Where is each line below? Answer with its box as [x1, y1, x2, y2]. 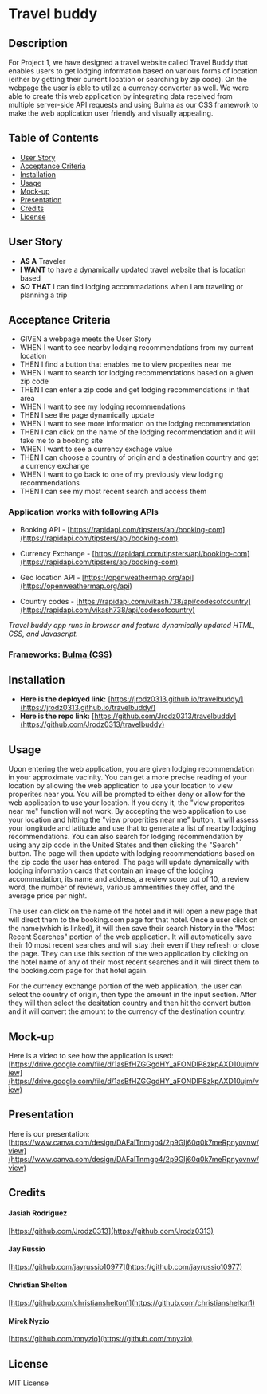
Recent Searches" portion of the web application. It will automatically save [8, 932, 253, 941]
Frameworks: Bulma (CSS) [8, 649, 112, 660]
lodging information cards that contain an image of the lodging [8, 866, 214, 875]
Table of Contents [8, 132, 100, 145]
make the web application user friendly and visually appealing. [8, 108, 214, 118]
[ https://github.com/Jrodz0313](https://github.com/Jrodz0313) [8, 1226, 214, 1235]
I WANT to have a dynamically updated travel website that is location [19, 265, 246, 274]
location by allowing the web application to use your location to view [8, 781, 233, 791]
